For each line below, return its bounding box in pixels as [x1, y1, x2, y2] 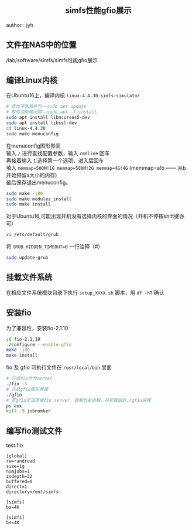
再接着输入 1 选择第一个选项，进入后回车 [6, 157, 104, 164]
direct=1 [6, 484, 28, 490]
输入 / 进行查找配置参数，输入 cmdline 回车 [6, 149, 110, 156]
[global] [6, 453, 28, 459]
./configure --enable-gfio [6, 341, 72, 347]
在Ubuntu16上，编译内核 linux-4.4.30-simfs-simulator [6, 92, 140, 99]
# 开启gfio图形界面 [6, 386, 49, 392]
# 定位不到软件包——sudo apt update [6, 104, 87, 110]
